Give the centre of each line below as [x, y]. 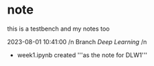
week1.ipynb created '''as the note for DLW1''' [82, 55]
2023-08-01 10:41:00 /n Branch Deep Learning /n [77, 42]
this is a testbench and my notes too [58, 29]
